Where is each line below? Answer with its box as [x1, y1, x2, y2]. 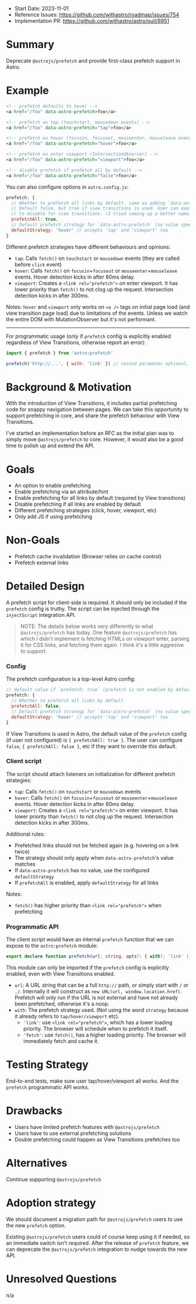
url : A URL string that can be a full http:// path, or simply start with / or [14, 982, 189, 989]
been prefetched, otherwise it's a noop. [14, 1000, 110, 1007]
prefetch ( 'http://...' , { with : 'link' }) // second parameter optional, [6, 361, 190, 366]
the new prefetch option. [6, 1221, 66, 1228]
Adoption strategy [6, 1196, 96, 1210]
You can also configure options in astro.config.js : [6, 183, 129, 190]
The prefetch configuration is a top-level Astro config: [6, 675, 136, 682]
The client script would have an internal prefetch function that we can [6, 936, 174, 943]
